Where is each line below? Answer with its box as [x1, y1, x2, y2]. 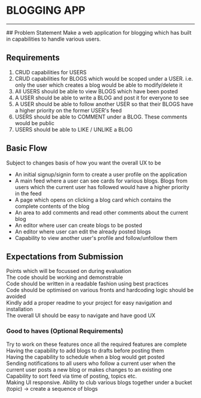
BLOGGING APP [6, 4, 86, 17]
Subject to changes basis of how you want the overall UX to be [6, 159, 162, 166]
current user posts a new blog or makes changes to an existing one [6, 366, 172, 373]
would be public [14, 119, 55, 126]
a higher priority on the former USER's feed [14, 107, 122, 114]
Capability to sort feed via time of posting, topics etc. [6, 372, 138, 379]
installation [6, 306, 33, 313]
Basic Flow [6, 143, 48, 153]
